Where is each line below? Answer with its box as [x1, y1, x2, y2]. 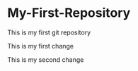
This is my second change [7, 55, 84, 64]
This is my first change [7, 41, 74, 50]
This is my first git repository [7, 28, 91, 37]
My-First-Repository [7, 5, 131, 21]
